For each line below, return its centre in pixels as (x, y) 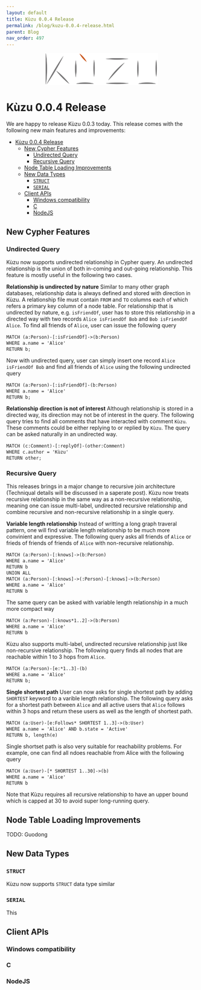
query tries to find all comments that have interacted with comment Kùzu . (97, 422)
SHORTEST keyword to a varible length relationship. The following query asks (100, 699)
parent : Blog (23, 32)
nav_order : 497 (25, 38)
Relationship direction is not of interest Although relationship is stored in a (100, 409)
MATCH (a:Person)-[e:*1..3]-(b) (47, 669)
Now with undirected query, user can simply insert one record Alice (91, 360)
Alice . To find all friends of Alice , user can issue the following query (91, 325)
